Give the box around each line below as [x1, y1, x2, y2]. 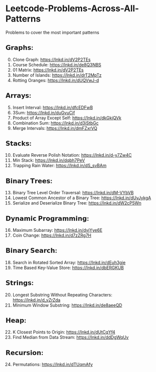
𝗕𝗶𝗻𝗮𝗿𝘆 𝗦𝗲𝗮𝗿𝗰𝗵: [5, 247, 57, 255]
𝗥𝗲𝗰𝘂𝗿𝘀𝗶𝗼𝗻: [5, 349, 44, 357]
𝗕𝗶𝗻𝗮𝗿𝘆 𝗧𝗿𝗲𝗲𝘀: [5, 177, 53, 185]
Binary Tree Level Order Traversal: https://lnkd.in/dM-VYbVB [12, 190, 134, 196]
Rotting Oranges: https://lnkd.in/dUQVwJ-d [12, 77, 99, 83]
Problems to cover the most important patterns [5, 29, 99, 35]
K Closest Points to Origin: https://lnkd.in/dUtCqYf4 [12, 329, 116, 335]
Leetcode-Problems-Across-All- [5, 3, 139, 14]
